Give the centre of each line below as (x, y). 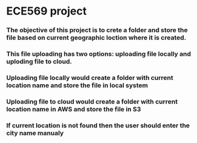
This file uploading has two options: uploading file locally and (98, 54)
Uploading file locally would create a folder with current (90, 78)
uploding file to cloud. (39, 62)
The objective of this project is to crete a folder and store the (97, 30)
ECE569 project (46, 11)
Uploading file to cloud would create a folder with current (92, 101)
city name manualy (35, 133)
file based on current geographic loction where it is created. (96, 38)
